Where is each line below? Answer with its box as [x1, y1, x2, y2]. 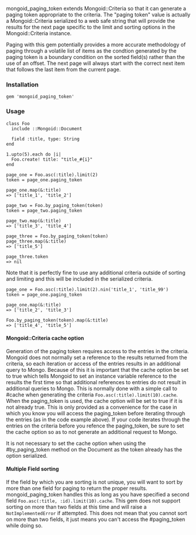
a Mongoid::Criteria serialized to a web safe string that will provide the [6, 18, 176, 24]
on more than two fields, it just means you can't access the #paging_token [6, 516, 185, 523]
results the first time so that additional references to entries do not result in [6, 378, 187, 385]
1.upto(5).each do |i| [6, 151, 61, 157]
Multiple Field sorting [6, 465, 60, 472]
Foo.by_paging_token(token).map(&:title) [6, 317, 109, 323]
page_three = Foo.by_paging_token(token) [6, 233, 109, 239]
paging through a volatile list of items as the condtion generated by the [6, 47, 177, 54]
